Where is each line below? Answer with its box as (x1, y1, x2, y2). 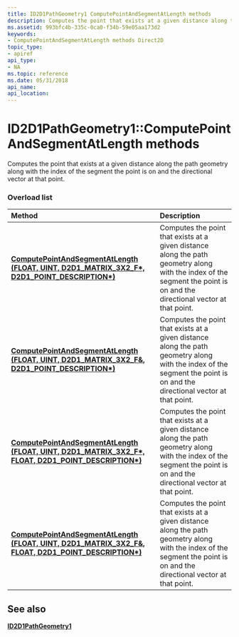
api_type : (7, 57, 37, 64)
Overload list (7, 192, 53, 202)
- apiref (7, 51, 33, 58)
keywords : (7, 30, 37, 38)
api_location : (7, 90, 50, 97)
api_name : (7, 83, 37, 91)
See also (7, 603, 46, 615)
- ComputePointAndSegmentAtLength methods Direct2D (7, 37, 164, 44)
